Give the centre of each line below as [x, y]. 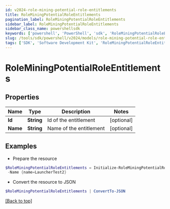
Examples [21, 147]
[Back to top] [19, 201]
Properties [22, 97]
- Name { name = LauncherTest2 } [37, 173]
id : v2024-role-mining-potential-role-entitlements [61, 10]
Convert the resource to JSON [44, 182]
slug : [11, 38]
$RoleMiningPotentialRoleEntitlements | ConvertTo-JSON [65, 191]
